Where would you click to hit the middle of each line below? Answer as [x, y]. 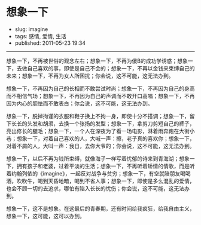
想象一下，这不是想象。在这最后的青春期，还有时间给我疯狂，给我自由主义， [100, 208]
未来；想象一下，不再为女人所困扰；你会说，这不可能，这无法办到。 [90, 76]
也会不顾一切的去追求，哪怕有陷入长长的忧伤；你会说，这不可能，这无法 [95, 188]
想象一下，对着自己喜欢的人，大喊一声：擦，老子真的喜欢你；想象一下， [106, 138]
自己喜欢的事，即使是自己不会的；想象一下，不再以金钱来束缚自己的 [111, 68]
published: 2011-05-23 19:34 [50, 43]
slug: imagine [31, 29]
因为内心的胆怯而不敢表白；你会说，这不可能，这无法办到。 [80, 103]
